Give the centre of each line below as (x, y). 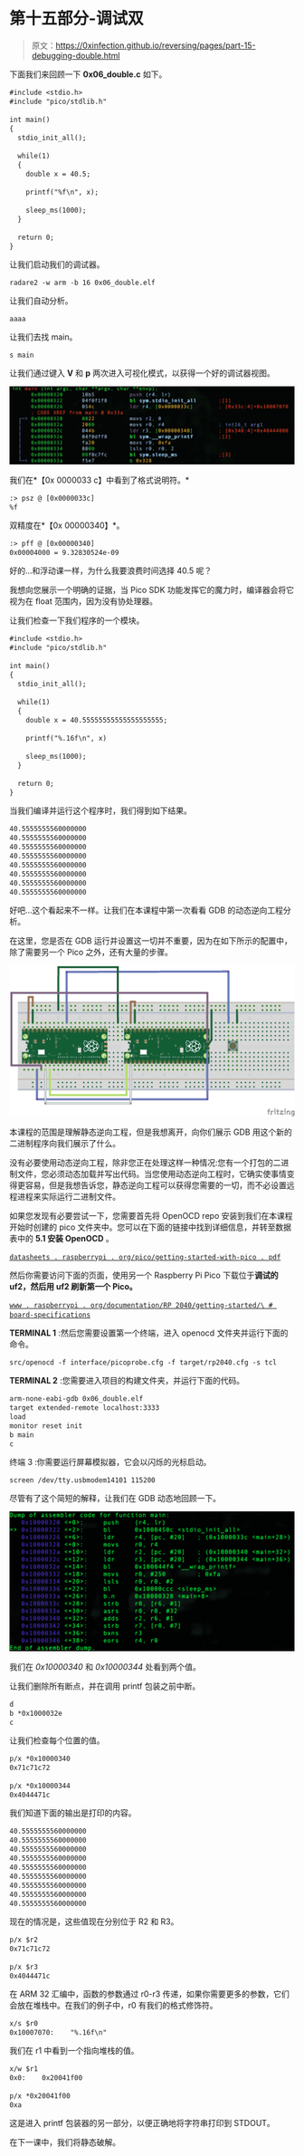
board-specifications (50, 1315)
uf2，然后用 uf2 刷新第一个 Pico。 (73, 1286)
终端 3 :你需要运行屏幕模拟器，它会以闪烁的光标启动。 (110, 1461)
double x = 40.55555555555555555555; (97, 720)
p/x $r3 (24, 1967)
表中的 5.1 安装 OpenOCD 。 (62, 1238)
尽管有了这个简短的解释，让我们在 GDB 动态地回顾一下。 (115, 1498)
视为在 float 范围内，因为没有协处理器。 (84, 601)
